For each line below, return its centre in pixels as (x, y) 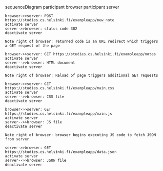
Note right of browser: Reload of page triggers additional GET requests (82, 75)
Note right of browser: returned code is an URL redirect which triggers (82, 41)
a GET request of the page (32, 46)
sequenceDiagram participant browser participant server (62, 7)
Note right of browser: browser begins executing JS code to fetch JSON (81, 135)
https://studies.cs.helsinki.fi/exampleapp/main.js (59, 114)
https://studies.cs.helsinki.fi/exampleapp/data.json (61, 152)
